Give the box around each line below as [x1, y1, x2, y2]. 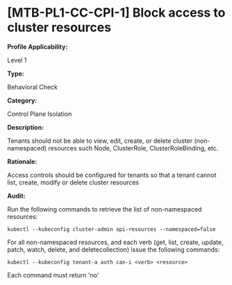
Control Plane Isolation [7, 110, 72, 118]
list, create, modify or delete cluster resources [7, 178, 140, 187]
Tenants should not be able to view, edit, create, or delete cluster [7, 137, 193, 145]
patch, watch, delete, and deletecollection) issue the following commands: [7, 245, 220, 254]
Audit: [7, 191, 26, 200]
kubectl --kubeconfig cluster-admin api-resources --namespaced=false [7, 225, 216, 233]
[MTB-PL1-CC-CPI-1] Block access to [7, 5, 226, 21]
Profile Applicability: [7, 42, 68, 51]
